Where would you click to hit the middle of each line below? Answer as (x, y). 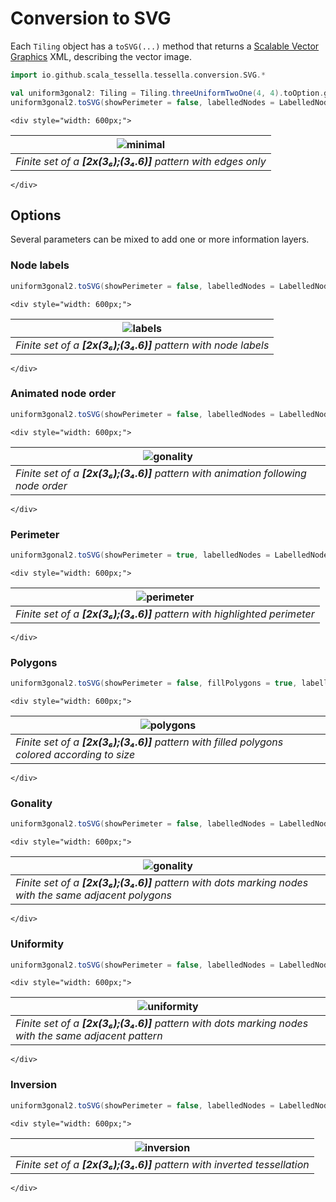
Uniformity (37, 944)
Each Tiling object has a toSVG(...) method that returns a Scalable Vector (165, 46)
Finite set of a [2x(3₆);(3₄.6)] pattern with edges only (141, 161)
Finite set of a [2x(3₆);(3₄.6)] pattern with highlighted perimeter (165, 614)
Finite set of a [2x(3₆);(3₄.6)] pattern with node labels (142, 345)
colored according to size (75, 755)
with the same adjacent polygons (94, 895)
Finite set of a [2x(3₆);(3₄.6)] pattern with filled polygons (149, 742)
